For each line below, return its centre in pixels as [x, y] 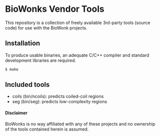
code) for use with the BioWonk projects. [46, 27]
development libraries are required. [40, 60]
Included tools [27, 85]
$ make [12, 69]
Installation [23, 43]
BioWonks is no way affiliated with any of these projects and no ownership [80, 124]
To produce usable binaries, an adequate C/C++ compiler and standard [77, 55]
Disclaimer [16, 113]
